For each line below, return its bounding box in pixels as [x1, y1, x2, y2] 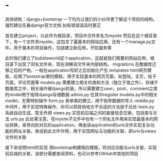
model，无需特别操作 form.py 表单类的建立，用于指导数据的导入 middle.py [5, 97, 155, 104]
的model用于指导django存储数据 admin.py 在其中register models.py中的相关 [5, 91, 158, 97]
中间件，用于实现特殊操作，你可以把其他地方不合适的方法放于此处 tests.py [5, 104, 154, 109]
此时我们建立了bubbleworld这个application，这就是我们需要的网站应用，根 [5, 55, 155, 61]
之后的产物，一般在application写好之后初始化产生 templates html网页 [9, 67, 147, 73]
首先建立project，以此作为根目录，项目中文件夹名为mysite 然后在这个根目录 [5, 33, 157, 38]
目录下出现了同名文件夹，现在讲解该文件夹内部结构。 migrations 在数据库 [5, 61, 152, 67]
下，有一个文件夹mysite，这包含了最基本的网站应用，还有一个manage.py [5, 38, 152, 44]
